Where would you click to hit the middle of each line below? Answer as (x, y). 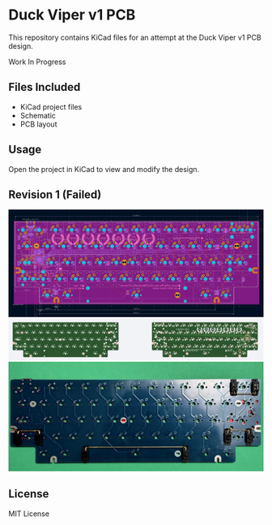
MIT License (29, 514)
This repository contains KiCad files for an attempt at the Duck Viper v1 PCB (135, 37)
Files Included (45, 87)
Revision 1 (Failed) (55, 194)
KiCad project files (51, 106)
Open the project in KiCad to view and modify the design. (104, 169)
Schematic (38, 115)
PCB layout (38, 124)
